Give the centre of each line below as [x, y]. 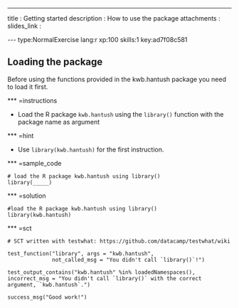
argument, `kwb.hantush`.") [49, 285]
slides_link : [24, 26]
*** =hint [21, 135]
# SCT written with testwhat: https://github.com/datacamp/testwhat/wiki [119, 241]
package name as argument [59, 122]
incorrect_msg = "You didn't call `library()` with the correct [105, 278]
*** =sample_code [34, 163]
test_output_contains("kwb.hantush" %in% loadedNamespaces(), [101, 272]
